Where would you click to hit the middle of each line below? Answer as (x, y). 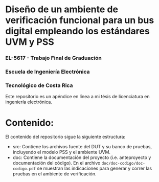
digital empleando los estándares (77, 31)
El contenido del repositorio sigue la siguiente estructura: (65, 137)
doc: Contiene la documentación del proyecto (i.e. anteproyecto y (82, 157)
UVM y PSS (30, 42)
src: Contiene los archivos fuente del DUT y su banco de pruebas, (82, 147)
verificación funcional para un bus (80, 20)
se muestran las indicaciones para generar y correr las (95, 168)
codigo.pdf (24, 169)
